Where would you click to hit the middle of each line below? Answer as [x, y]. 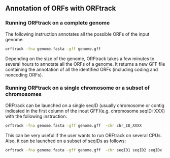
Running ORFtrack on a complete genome [58, 23]
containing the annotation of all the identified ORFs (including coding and [82, 69]
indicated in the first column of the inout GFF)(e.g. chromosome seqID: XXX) [85, 111]
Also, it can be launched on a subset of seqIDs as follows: [66, 141]
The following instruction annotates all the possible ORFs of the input [77, 34]
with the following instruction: [36, 116]
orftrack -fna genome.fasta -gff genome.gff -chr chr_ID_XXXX [74, 125]
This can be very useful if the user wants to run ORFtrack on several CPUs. [84, 135]
